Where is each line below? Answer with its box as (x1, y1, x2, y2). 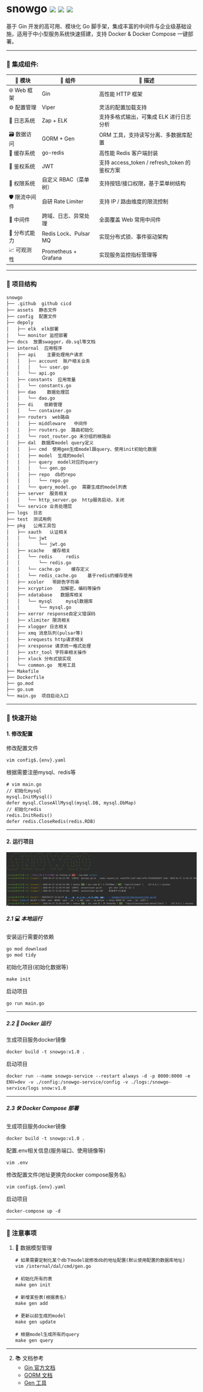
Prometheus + (42, 248, 77, 255)
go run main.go (6, 1000, 45, 1006)
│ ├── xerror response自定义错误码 (6, 611, 95, 617)
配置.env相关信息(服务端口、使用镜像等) (6, 1147, 106, 1154)
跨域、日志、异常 (42, 212, 85, 219)
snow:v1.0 (41, 1085, 66, 1091)
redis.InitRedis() (6, 813, 53, 819)
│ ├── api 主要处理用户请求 (6, 352, 83, 358)
